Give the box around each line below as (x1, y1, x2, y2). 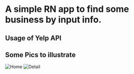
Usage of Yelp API (5, 34, 62, 42)
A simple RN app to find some (5, 3, 129, 15)
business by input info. (5, 14, 102, 25)
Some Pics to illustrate (5, 51, 76, 59)
